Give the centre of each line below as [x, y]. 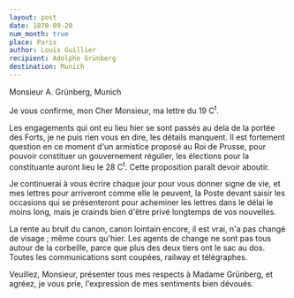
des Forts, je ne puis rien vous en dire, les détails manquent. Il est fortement [147, 137]
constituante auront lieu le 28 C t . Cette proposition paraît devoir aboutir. [139, 166]
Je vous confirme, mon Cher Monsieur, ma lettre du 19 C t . [114, 110]
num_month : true [39, 34]
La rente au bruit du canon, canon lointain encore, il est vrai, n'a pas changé [147, 229]
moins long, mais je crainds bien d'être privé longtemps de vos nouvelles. [143, 212]
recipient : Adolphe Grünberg [63, 58]
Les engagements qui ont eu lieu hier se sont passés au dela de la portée [142, 127]
